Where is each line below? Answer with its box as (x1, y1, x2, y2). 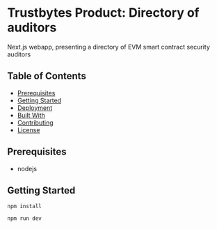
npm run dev (7, 215, 42, 222)
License (17, 125, 40, 134)
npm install (7, 203, 42, 210)
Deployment (17, 103, 53, 112)
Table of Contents (7, 70, 87, 82)
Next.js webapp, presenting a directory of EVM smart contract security (7, 42, 211, 51)
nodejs (17, 164, 37, 173)
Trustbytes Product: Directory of (7, 5, 200, 21)
